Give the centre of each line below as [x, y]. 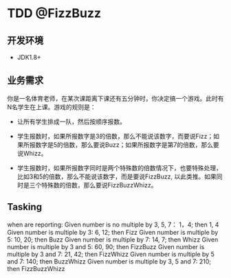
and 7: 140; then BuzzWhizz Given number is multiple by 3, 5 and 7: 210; [109, 261]
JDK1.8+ [29, 57]
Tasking [25, 207]
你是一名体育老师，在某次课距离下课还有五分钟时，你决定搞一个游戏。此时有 [115, 98]
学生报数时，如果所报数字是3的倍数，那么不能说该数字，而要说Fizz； [115, 136]
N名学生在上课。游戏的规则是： [52, 107]
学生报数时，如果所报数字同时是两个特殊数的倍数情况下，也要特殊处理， [119, 167]
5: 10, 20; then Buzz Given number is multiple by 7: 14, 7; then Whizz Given [113, 240]
